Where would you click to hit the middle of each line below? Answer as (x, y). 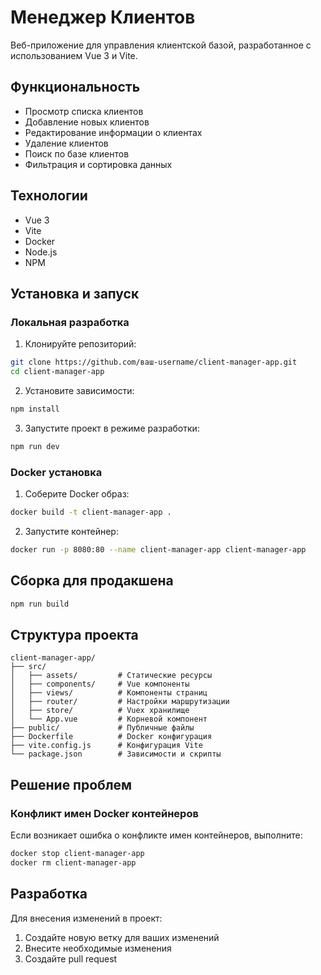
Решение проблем (71, 784)
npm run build (40, 604)
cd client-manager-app (57, 372)
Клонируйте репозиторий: (80, 344)
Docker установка (56, 472)
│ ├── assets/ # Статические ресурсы (111, 676)
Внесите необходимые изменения (98, 948)
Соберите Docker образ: (77, 494)
